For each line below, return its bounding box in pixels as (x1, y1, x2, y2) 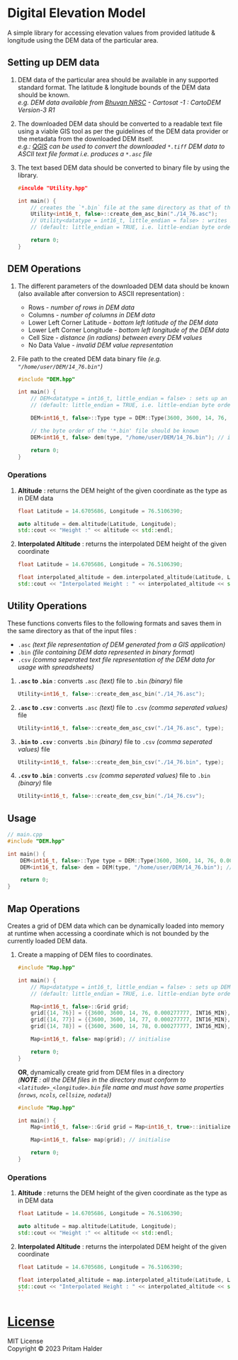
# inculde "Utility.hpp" (17, 185, 89, 192)
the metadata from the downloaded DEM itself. (17, 134, 154, 143)
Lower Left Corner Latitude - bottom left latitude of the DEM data (28, 318, 218, 327)
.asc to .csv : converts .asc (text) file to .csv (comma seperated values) (17, 703, 228, 711)
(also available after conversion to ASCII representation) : (17, 289, 185, 297)
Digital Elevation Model (7, 5, 146, 21)
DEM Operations (7, 263, 81, 275)
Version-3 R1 (17, 105, 55, 114)
